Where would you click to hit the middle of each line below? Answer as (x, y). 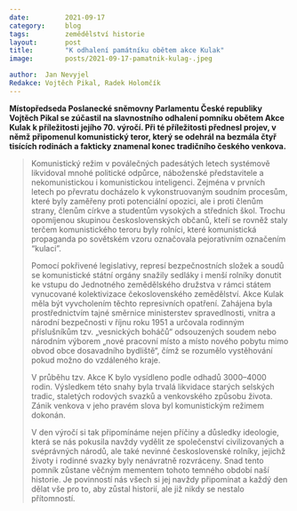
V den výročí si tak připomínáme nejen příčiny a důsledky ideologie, (155, 432)
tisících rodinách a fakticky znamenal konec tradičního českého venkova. (148, 146)
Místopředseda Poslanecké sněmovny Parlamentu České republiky (136, 108)
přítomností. (53, 498)
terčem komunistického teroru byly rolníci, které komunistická (144, 229)
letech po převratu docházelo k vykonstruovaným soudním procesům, (159, 191)
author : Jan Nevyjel (49, 75)
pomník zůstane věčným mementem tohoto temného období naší (150, 470)
